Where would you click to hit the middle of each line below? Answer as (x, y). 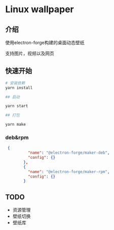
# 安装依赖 (15, 83)
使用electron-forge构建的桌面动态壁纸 (45, 42)
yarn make (16, 125)
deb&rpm (17, 137)
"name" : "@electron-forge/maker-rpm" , (69, 171)
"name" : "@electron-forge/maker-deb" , (69, 153)
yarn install (19, 88)
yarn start (17, 106)
